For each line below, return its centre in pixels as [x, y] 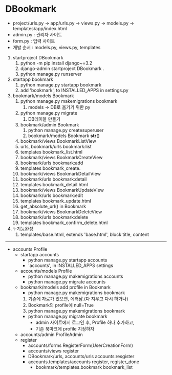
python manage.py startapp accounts [68, 260]
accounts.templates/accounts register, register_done [84, 362]
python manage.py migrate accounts [67, 281]
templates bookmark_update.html [56, 201]
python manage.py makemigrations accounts [76, 276]
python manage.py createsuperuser [66, 130]
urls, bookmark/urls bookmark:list [56, 146]
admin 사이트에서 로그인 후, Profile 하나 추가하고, [85, 322]
